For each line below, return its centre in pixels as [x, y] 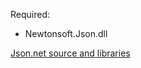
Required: [30, 14]
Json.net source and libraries [70, 53]
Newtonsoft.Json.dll [66, 33]
